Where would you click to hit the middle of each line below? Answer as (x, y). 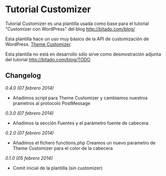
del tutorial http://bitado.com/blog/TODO (48, 59)
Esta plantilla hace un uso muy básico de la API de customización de (77, 39)
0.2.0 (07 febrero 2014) (30, 133)
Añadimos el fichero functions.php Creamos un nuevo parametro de (84, 143)
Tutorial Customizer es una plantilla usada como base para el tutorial (77, 23)
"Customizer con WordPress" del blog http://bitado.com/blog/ (70, 29)
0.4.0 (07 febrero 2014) (30, 88)
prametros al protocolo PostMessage (51, 103)
